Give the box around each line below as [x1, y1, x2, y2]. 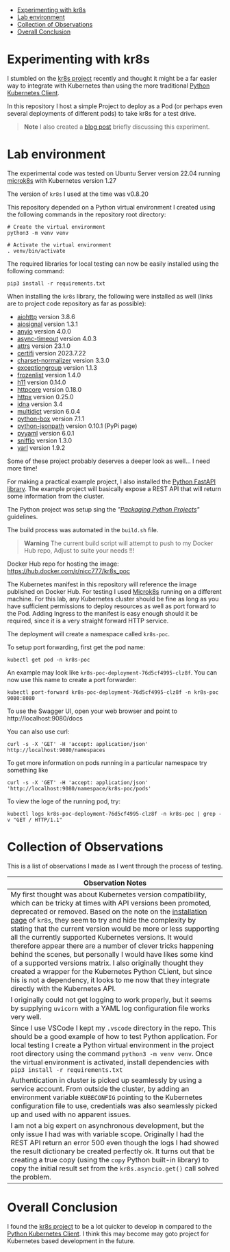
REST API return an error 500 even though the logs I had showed [10, 1138, 219, 1147]
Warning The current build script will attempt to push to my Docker [23, 539, 214, 547]
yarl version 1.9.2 [16, 443, 66, 451]
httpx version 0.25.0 [16, 392, 74, 401]
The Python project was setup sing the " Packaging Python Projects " [7, 505, 200, 513]
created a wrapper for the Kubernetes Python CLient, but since [10, 966, 212, 976]
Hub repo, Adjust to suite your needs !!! [23, 546, 135, 554]
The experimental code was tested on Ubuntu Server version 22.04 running [7, 169, 220, 177]
